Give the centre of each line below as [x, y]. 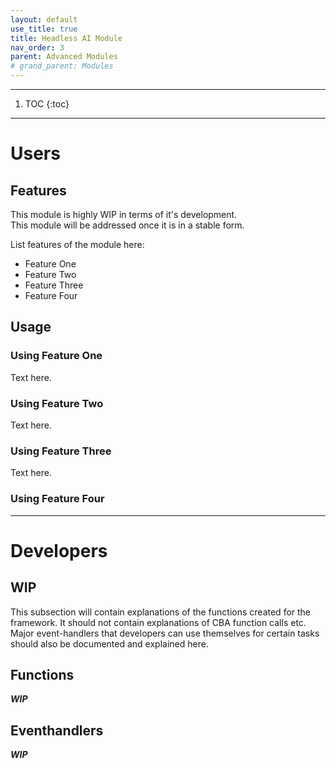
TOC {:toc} [47, 104]
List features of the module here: [77, 244]
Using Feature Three [61, 451]
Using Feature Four [57, 499]
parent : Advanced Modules [64, 57]
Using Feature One [56, 356]
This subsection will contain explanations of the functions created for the [161, 612]
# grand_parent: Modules [62, 66]
